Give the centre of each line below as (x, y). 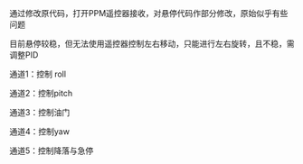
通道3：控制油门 (40, 112)
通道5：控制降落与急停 (52, 150)
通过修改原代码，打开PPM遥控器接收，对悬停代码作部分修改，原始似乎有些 (149, 13)
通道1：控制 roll (38, 74)
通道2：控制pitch (41, 93)
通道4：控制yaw (40, 132)
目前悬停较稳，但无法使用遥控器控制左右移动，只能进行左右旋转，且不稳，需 (152, 44)
